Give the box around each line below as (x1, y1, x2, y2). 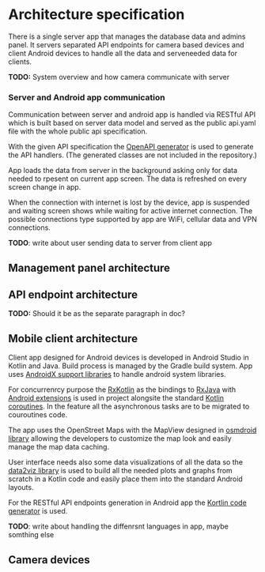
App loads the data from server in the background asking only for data (8, 166, 238, 175)
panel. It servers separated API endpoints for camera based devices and (8, 40, 244, 49)
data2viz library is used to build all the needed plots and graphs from (8, 466, 233, 476)
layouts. (8, 483, 34, 492)
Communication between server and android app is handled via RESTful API (8, 110, 256, 119)
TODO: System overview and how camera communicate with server (8, 72, 230, 81)
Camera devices (8, 553, 91, 566)
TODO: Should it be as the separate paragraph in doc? (8, 309, 186, 318)
